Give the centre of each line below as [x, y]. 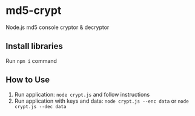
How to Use [28, 80]
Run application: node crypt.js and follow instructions [82, 94]
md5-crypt [34, 11]
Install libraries [34, 46]
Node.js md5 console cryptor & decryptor [58, 27]
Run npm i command [31, 60]
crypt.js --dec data [40, 106]
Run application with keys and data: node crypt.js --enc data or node [101, 101]
